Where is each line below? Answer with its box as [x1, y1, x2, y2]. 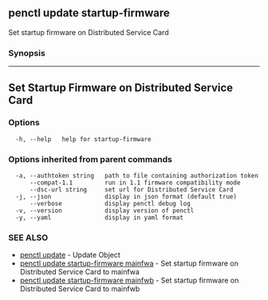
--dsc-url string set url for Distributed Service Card [29, 186, 234, 194]
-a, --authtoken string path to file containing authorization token [15, 172, 259, 180]
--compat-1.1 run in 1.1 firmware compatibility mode [29, 179, 241, 187]
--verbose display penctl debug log [29, 199, 191, 208]
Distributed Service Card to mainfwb [19, 284, 140, 294]
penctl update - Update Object [19, 251, 121, 260]
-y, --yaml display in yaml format [15, 214, 183, 222]
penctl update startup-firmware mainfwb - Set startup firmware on [19, 275, 239, 286]
